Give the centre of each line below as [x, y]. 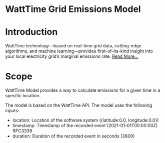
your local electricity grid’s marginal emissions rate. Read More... [72, 56]
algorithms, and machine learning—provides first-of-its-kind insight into [79, 51]
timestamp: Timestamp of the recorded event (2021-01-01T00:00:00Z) [85, 126]
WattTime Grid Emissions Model [73, 9]
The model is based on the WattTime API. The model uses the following [79, 105]
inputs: [12, 111]
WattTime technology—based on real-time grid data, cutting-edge [73, 46]
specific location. [23, 96]
